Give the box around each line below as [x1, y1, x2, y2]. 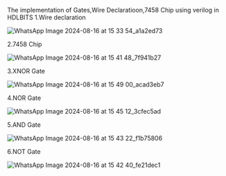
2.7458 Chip [7, 40, 42, 48]
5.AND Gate [7, 121, 42, 129]
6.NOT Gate [7, 148, 41, 155]
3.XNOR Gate [7, 67, 46, 75]
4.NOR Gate [7, 94, 42, 102]
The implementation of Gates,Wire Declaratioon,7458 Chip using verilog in [7, 6, 220, 14]
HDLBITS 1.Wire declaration [7, 13, 87, 21]
